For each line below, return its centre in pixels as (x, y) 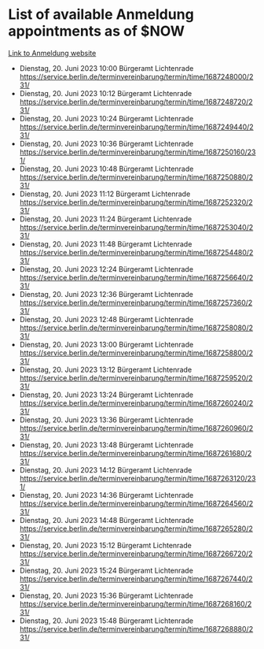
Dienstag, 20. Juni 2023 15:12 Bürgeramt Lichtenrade (106, 545)
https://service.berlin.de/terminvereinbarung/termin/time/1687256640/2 (136, 277)
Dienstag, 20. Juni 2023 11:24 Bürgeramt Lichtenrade (106, 219)
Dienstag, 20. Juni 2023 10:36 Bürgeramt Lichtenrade (106, 143)
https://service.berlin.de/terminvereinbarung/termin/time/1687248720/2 (136, 102)
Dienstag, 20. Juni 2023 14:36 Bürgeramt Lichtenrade (106, 495)
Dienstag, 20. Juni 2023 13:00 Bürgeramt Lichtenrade (106, 344)
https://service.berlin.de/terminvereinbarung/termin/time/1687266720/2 (136, 554)
